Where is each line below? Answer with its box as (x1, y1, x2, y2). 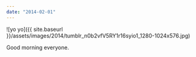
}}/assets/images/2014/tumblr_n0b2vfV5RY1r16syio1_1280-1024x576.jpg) (6, 32, 191, 39)
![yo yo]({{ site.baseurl (6, 25, 63, 33)
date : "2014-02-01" (6, 8, 56, 15)
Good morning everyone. (6, 44, 69, 51)
